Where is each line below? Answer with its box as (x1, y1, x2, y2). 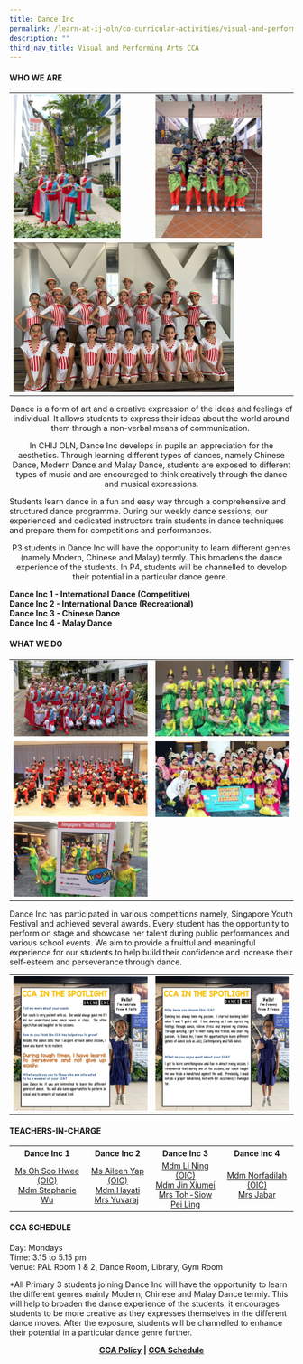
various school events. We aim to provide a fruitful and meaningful (9, 936, 256, 948)
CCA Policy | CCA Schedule (98, 1344, 205, 1355)
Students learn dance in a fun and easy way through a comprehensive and (9, 496, 287, 507)
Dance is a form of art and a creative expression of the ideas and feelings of (10, 403, 293, 415)
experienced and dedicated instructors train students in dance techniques (9, 515, 284, 526)
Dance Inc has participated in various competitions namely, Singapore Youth (9, 908, 293, 919)
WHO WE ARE (9, 72, 63, 83)
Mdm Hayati (95, 1184, 141, 1195)
